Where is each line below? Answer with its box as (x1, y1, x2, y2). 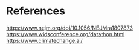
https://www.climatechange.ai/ (6, 37, 83, 44)
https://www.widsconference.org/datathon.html (6, 30, 125, 37)
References (6, 4, 65, 18)
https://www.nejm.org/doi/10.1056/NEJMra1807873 (6, 24, 133, 31)
